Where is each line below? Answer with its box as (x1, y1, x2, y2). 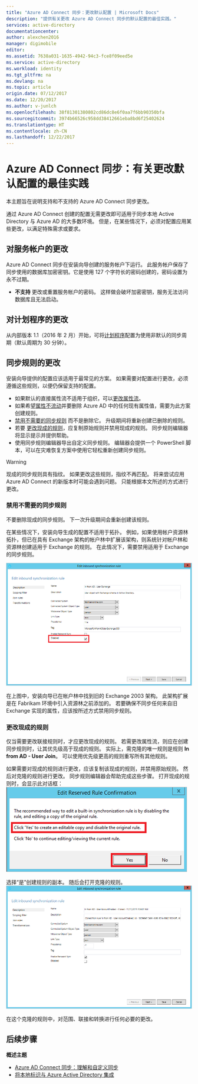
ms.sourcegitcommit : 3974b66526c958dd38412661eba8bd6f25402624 (6, 115, 165, 121)
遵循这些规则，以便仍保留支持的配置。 (6, 382, 99, 389)
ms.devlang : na (6, 78, 44, 84)
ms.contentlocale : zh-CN (6, 128, 67, 134)
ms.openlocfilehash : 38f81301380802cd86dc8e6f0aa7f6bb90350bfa (6, 109, 165, 115)
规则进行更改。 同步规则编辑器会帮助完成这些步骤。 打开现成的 (31, 772, 184, 780)
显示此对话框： (26, 780, 63, 787)
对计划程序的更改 (6, 315, 68, 325)
